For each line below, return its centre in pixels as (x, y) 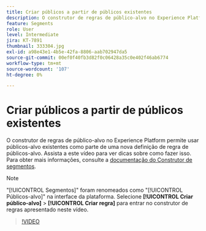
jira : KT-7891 (25, 40)
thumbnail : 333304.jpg (35, 47)
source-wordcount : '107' (38, 69)
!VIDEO (30, 222)
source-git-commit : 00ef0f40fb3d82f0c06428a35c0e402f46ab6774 (87, 58)
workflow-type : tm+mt (34, 63)
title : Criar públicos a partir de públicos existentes (79, 12)
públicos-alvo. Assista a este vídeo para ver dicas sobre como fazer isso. (99, 153)
